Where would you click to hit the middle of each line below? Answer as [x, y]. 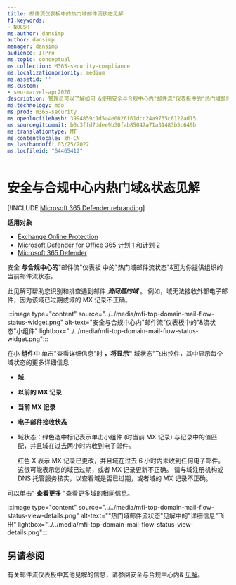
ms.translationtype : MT [42, 131]
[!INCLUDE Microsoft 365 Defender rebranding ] [76, 207]
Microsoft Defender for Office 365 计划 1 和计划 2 [88, 245]
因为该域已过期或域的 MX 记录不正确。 [76, 300]
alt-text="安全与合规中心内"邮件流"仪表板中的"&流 [137, 322]
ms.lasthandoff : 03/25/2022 [48, 145]
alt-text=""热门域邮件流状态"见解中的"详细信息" [149, 515]
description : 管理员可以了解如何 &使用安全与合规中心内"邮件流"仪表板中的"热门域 [114, 99]
